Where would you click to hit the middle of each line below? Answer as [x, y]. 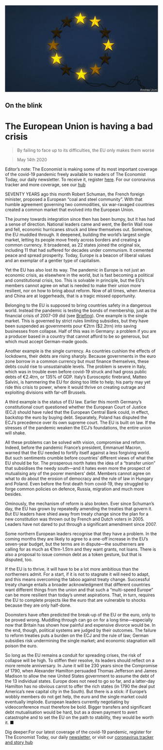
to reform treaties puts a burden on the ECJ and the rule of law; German [77, 635]
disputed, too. [19, 559]
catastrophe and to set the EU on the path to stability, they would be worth [79, 717]
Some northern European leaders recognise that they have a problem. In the [81, 534]
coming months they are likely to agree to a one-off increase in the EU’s [77, 538]
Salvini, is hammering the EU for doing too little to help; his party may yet [78, 382]
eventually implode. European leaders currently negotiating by [67, 702]
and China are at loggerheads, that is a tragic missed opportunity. [71, 296]
